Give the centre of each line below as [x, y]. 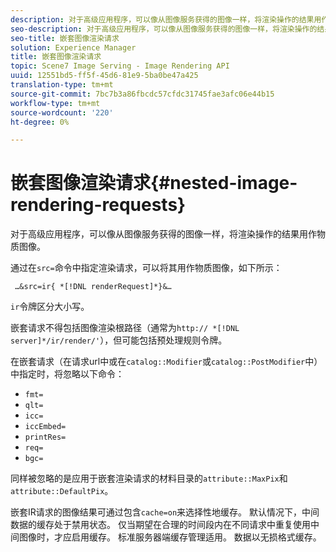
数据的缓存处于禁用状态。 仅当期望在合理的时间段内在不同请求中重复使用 [160, 525]
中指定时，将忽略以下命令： [67, 374]
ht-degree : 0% [40, 122]
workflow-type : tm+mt [55, 103]
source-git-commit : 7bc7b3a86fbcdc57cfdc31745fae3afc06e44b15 [142, 94]
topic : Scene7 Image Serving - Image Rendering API [120, 66]
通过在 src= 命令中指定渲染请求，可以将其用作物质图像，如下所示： [146, 268]
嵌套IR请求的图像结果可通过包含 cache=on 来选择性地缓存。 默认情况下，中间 [165, 512]
